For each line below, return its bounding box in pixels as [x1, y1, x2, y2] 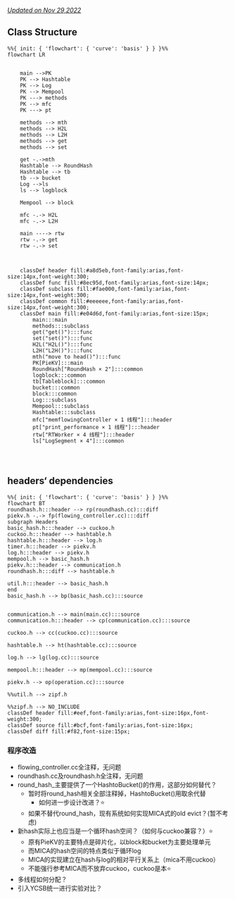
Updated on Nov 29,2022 [7, 6, 82, 14]
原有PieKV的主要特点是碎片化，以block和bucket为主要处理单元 [27, 838, 211, 846]
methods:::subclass [32, 322, 90, 330]
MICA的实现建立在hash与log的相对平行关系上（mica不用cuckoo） [27, 855, 220, 864]
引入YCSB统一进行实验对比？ [17, 883, 103, 892]
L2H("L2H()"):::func [32, 347, 93, 354]
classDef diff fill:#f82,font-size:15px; [7, 728, 131, 735]
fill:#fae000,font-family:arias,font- [76, 285, 191, 292]
